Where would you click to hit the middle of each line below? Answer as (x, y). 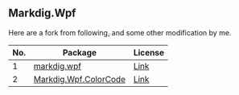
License (149, 52)
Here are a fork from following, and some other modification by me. (120, 32)
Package (80, 52)
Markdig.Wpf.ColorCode (80, 79)
